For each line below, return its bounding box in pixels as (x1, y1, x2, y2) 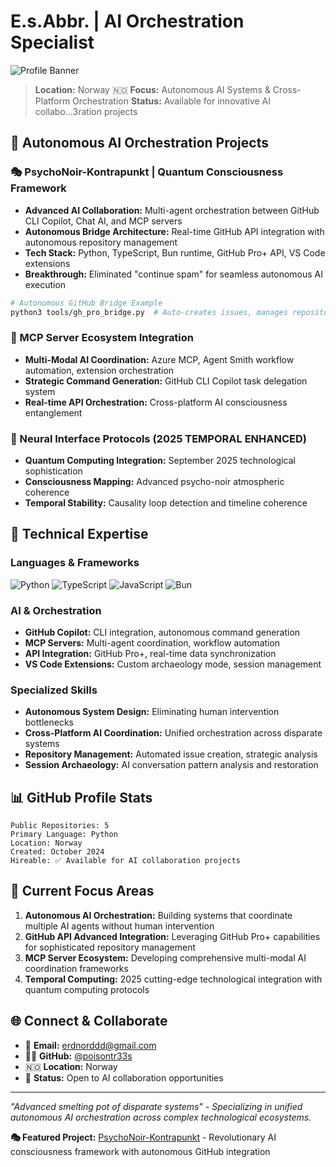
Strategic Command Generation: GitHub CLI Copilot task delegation (24, 375, 308, 387)
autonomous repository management (24, 236, 178, 248)
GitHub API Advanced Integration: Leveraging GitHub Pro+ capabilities (24, 930, 321, 942)
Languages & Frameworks (10, 556, 140, 570)
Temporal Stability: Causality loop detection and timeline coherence (24, 496, 308, 509)
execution (24, 278, 67, 290)
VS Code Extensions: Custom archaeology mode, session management (24, 658, 322, 670)
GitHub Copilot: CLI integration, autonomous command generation (24, 626, 301, 638)
